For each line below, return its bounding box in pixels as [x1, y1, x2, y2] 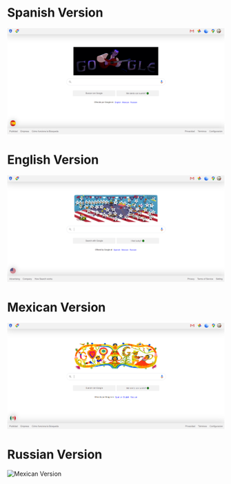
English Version [7, 152, 99, 168]
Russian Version [7, 447, 103, 462]
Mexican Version [7, 300, 106, 316]
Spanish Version [7, 5, 103, 21]
